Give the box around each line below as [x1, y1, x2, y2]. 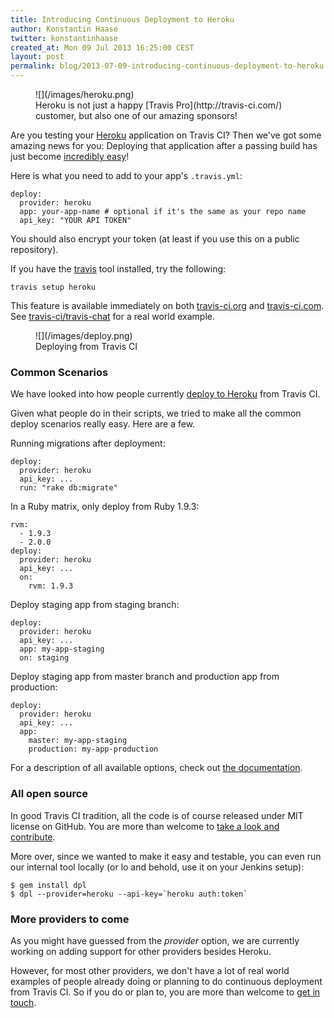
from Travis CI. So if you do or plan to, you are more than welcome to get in [10, 986, 321, 998]
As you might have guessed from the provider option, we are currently [10, 934, 300, 946]
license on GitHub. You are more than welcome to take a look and [10, 820, 280, 832]
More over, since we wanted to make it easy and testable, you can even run [10, 850, 322, 862]
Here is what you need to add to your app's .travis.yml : [10, 170, 243, 181]
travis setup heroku [10, 282, 97, 292]
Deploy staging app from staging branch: [10, 599, 180, 611]
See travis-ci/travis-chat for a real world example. [10, 311, 215, 322]
